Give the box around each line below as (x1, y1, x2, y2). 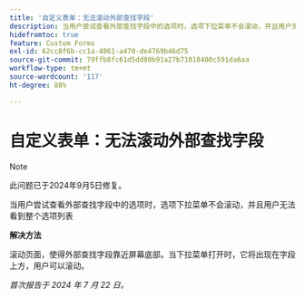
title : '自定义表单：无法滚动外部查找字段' (9, 13, 154, 23)
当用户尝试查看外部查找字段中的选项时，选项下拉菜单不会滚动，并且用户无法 (9, 198, 296, 209)
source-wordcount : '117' (9, 72, 103, 82)
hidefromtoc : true (9, 30, 79, 39)
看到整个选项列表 (9, 210, 74, 221)
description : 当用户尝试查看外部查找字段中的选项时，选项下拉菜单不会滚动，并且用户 (9, 22, 292, 31)
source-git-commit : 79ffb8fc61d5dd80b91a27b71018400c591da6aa (9, 55, 250, 64)
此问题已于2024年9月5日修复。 (9, 179, 127, 190)
